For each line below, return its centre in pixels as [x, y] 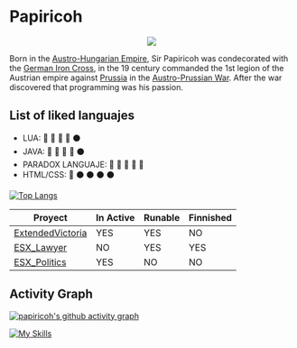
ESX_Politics [40, 261]
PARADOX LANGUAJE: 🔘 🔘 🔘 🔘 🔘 [83, 164]
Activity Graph [51, 294]
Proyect [50, 217]
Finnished [210, 217]
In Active [116, 217]
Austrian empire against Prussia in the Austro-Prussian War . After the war [146, 78]
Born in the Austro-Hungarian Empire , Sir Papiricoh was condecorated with [149, 58]
